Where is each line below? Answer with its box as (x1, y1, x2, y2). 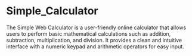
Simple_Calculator (6, 4, 98, 18)
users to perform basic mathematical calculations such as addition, (6, 30, 171, 37)
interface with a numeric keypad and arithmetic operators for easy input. (6, 43, 185, 50)
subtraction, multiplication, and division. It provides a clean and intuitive (6, 36, 182, 43)
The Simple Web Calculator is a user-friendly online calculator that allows (6, 24, 187, 31)
